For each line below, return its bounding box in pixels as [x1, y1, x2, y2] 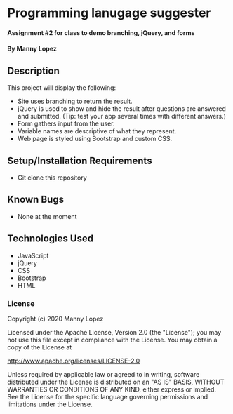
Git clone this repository [17, 173, 88, 182]
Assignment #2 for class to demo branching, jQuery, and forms [7, 28, 195, 36]
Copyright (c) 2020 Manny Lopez [7, 314, 104, 323]
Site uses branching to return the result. [17, 97, 133, 106]
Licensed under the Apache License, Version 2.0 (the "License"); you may [7, 328, 222, 336]
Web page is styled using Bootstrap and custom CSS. [17, 135, 173, 143]
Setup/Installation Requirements [7, 154, 152, 166]
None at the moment [17, 212, 77, 220]
